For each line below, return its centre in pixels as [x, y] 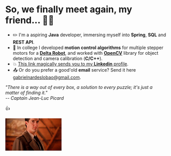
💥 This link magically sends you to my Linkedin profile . [70, 64]
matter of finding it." [26, 93]
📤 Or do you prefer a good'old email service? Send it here [74, 70]
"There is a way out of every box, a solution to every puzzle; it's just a [79, 87]
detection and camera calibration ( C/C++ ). [58, 58]
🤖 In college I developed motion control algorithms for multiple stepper [88, 48]
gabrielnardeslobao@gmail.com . [47, 77]
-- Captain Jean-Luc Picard [34, 98]
